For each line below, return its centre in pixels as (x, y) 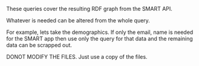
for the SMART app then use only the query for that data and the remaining (100, 38)
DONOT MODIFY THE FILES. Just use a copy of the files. (77, 57)
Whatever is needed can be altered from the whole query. (78, 20)
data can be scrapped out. (39, 45)
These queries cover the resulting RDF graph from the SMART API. (89, 9)
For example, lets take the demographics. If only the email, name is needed (100, 32)
